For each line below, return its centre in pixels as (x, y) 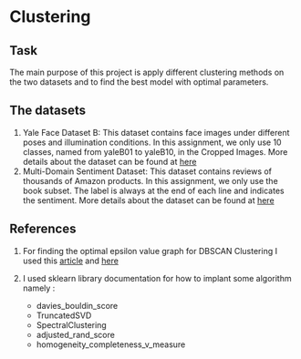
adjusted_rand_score (76, 334)
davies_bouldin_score (77, 305)
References (43, 229)
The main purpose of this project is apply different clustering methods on (147, 72)
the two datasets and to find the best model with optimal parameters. (139, 82)
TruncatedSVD (64, 315)
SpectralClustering (71, 324)
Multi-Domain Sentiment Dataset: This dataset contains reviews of (147, 171)
